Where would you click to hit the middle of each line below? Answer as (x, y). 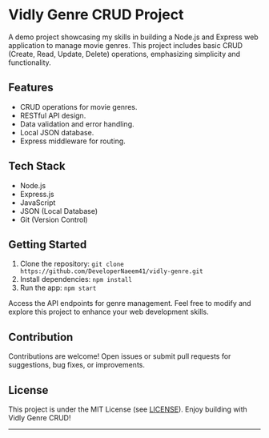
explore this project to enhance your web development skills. (109, 312)
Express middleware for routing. (72, 141)
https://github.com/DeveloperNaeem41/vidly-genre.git (111, 271)
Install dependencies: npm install (76, 279)
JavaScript (38, 203)
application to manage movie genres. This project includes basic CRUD (125, 45)
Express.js (37, 194)
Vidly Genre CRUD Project (96, 15)
